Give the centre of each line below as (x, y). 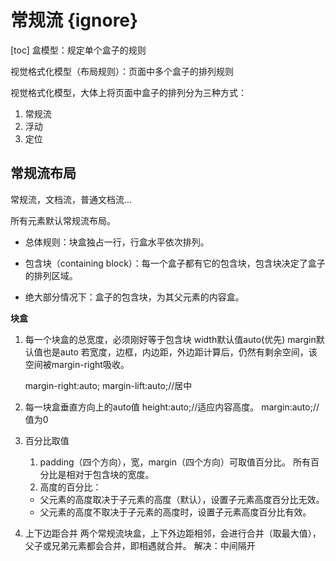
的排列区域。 (51, 275)
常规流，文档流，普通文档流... (71, 199)
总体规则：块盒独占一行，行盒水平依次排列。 (117, 242)
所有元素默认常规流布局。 (63, 220)
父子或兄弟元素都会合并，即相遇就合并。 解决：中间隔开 (140, 545)
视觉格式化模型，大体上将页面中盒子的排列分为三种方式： (128, 92)
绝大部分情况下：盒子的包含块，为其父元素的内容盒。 (134, 297)
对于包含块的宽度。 (114, 474)
